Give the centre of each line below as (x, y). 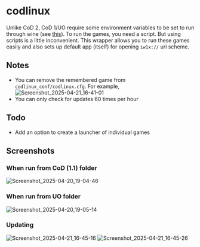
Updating (20, 225)
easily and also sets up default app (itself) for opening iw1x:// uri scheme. (98, 47)
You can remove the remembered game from (70, 80)
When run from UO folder (44, 197)
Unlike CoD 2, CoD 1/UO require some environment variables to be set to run (100, 28)
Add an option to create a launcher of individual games (82, 132)
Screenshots (30, 151)
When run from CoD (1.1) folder (52, 167)
